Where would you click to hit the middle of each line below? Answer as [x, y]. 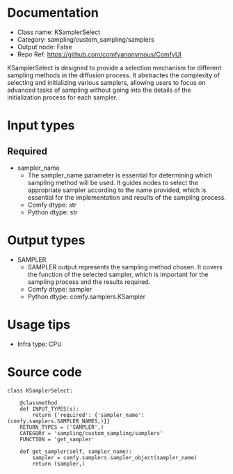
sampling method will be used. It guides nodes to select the [113, 182]
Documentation [53, 13]
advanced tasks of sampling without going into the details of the [99, 90]
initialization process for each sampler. [63, 97]
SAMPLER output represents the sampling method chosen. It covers [125, 267]
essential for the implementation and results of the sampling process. [127, 197]
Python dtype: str [53, 212]
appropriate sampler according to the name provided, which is [117, 190]
